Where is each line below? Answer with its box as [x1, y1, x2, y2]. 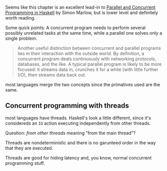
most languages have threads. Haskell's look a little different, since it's [5, 115, 151, 121]
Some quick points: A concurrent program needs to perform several [5, 25, 146, 31]
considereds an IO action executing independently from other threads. [5, 120, 151, 126]
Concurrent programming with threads [5, 102, 129, 110]
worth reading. [5, 15, 36, 21]
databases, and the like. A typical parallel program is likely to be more [17, 61, 162, 67]
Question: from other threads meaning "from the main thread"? [5, 130, 136, 136]
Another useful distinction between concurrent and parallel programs [17, 45, 161, 51]
